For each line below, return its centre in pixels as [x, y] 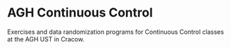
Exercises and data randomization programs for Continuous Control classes [115, 32]
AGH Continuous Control [80, 13]
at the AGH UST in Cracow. [46, 39]
